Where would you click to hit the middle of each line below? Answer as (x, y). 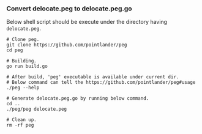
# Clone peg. (23, 40)
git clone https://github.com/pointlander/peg (67, 45)
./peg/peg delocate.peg (37, 109)
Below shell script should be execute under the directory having (87, 22)
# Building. (21, 61)
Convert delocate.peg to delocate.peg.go (69, 9)
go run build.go (27, 66)
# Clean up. (21, 120)
